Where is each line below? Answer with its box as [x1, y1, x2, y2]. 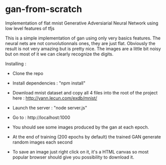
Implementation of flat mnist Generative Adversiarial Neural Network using [5, 20, 158, 26]
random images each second [12, 139, 73, 145]
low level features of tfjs [5, 25, 55, 31]
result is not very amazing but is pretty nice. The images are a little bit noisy [5, 45, 161, 51]
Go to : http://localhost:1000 [12, 114, 70, 120]
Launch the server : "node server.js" [12, 104, 87, 110]
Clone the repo [12, 70, 43, 76]
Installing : [5, 60, 26, 66]
